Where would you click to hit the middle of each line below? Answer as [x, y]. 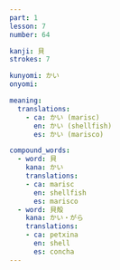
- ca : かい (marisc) [63, 117]
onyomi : [24, 84]
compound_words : [40, 150]
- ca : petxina [52, 235]
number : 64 [30, 34]
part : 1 [24, 18]
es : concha [54, 251]
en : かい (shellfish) [73, 126]
